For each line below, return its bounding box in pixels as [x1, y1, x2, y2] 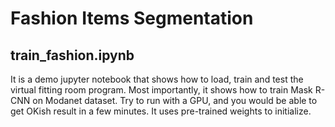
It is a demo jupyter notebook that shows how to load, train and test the [10, 73, 304, 85]
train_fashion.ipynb [10, 47, 135, 64]
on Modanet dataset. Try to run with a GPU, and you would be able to [32, 95, 318, 106]
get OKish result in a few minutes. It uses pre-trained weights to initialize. [10, 105, 312, 117]
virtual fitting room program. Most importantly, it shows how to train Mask [10, 84, 313, 96]
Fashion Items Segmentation [10, 7, 254, 30]
